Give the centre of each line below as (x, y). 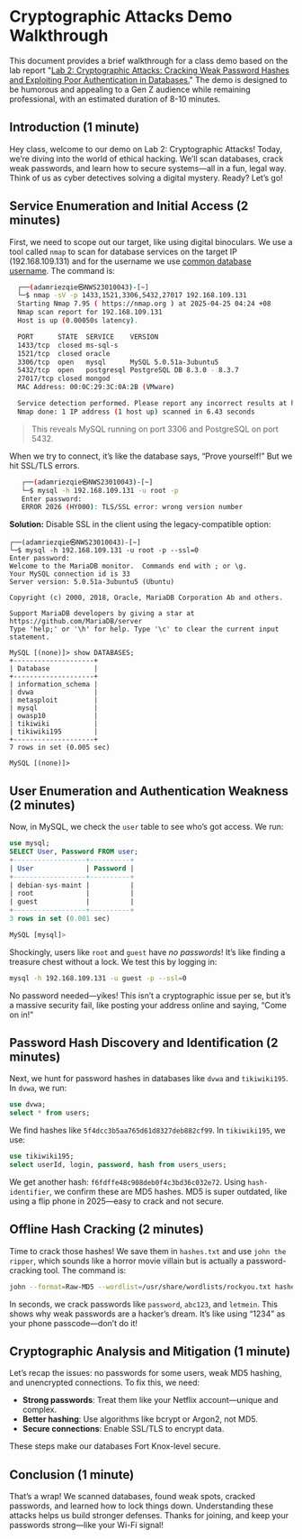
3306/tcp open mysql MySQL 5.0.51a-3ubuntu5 (118, 362)
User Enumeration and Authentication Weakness (149, 791)
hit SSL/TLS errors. (44, 465)
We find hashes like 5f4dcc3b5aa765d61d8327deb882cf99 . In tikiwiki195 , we (147, 1130)
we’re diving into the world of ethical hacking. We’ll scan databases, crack (147, 159)
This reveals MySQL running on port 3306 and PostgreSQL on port (155, 429)
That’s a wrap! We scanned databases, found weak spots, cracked (133, 1497)
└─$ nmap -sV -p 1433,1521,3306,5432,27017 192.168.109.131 (132, 296)
